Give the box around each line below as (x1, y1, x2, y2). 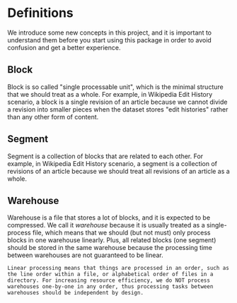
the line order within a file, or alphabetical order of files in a (7, 271, 214, 278)
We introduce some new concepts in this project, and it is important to (7, 28, 212, 37)
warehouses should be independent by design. (7, 290, 144, 297)
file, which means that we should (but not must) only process (32, 228, 211, 237)
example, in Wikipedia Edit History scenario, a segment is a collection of (7, 159, 218, 167)
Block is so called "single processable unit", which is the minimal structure (7, 83, 224, 91)
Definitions (7, 5, 74, 21)
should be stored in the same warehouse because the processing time (7, 244, 212, 252)
